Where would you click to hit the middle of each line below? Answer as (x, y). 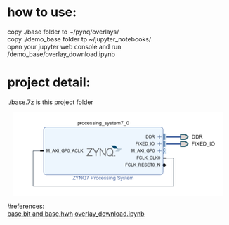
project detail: (49, 83)
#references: (26, 206)
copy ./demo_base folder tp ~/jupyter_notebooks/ (79, 39)
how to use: (42, 12)
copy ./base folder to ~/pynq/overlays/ (63, 32)
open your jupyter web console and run (64, 46)
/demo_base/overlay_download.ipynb (61, 54)
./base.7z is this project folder (50, 102)
